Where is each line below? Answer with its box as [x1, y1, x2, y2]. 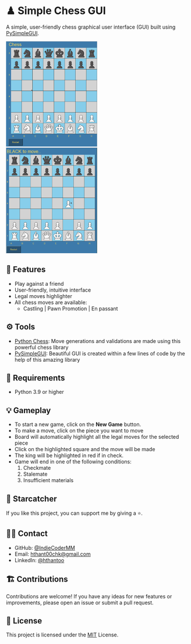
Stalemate [23, 470, 48, 477]
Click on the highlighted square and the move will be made [14, 446, 155, 453]
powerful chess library [14, 344, 69, 351]
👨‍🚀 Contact [6, 529, 48, 539]
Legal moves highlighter [14, 292, 73, 299]
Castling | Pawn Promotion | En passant [23, 305, 118, 312]
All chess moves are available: [14, 299, 87, 306]
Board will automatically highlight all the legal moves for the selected [14, 434, 179, 441]
